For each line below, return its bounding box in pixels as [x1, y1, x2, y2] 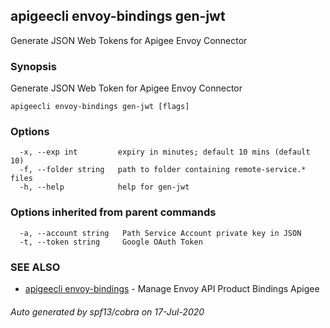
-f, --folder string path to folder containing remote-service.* [19, 165, 307, 175]
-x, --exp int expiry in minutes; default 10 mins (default [19, 147, 311, 158]
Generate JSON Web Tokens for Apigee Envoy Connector [10, 34, 248, 46]
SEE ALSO [10, 260, 61, 274]
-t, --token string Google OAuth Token [19, 237, 203, 247]
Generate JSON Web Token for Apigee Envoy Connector [10, 82, 243, 94]
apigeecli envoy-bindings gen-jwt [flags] [10, 102, 190, 112]
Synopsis [10, 59, 57, 73]
